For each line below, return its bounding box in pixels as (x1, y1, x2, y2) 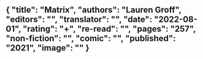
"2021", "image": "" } (6, 43, 90, 54)
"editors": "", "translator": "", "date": (6, 15, 153, 25)
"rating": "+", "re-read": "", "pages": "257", (23, 24, 196, 34)
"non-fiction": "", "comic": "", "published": (6, 33, 176, 44)
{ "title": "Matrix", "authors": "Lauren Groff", (6, 5, 182, 15)
